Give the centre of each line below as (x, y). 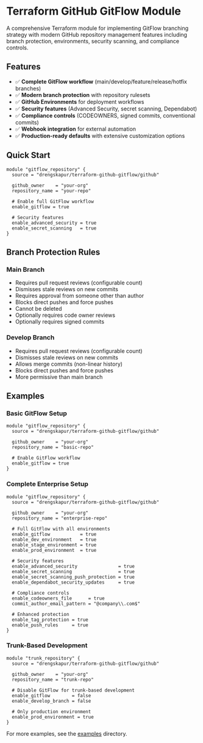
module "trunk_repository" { (43, 658)
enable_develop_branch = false (52, 701)
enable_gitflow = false (52, 695)
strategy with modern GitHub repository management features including (97, 34)
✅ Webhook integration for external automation (75, 129)
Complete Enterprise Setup (47, 484)
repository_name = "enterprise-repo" (60, 518)
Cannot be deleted (38, 309)
